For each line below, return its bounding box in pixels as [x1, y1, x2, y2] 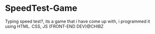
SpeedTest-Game [5, 3, 77, 14]
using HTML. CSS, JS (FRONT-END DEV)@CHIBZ [5, 23, 104, 29]
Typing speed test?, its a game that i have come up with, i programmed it [5, 18, 150, 24]
